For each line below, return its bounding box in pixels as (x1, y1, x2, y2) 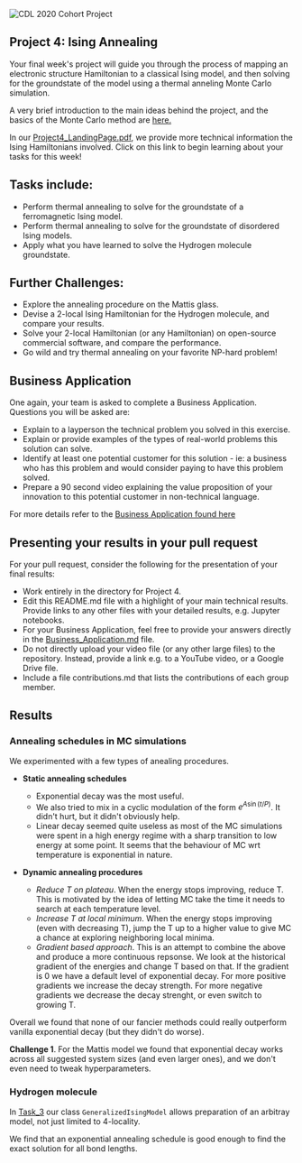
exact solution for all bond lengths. (9, 1142, 138, 1154)
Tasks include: (9, 177, 93, 193)
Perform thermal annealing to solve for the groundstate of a (22, 201, 244, 212)
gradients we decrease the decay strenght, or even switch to (35, 990, 262, 1001)
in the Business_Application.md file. (22, 634, 155, 645)
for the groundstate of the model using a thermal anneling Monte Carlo (9, 78, 272, 88)
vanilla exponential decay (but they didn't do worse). (9, 1027, 205, 1038)
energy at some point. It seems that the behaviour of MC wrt (35, 840, 261, 851)
